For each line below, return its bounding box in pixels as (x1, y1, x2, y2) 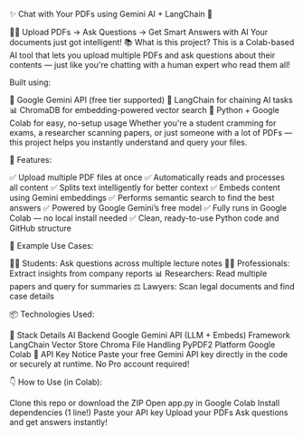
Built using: (9, 77, 52, 88)
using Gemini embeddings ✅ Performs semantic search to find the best (9, 193, 275, 203)
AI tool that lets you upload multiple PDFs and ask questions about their (9, 50, 276, 61)
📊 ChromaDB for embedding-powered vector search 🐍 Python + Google (9, 105, 280, 115)
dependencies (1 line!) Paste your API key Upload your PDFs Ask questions (9, 407, 289, 418)
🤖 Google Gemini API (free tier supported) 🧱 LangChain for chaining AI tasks (9, 95, 293, 105)
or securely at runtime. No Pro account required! (9, 358, 190, 369)
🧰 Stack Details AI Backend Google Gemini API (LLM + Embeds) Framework (9, 330, 291, 340)
